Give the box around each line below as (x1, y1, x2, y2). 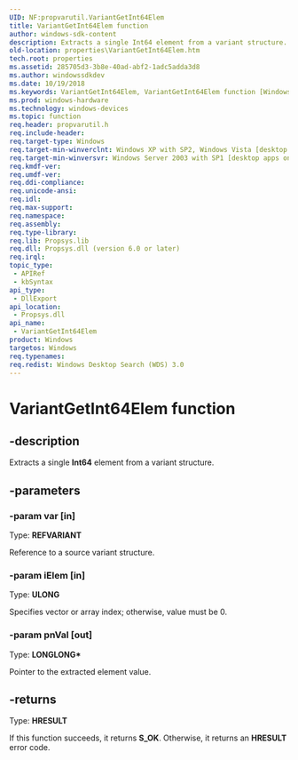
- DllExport (12, 294, 58, 303)
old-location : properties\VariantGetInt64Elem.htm (9, 46, 200, 55)
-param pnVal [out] (9, 628, 93, 641)
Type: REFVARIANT (9, 530, 82, 540)
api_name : (9, 319, 46, 328)
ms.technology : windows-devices (9, 104, 129, 113)
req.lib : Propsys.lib (9, 236, 90, 245)
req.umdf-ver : (9, 170, 62, 179)
